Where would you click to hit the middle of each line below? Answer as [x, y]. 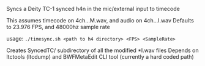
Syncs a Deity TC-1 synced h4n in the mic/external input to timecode [93, 9]
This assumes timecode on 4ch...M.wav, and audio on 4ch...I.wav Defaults [100, 20]
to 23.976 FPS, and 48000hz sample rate [58, 27]
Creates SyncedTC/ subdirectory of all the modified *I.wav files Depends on [102, 50]
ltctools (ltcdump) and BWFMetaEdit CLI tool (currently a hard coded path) [100, 57]
